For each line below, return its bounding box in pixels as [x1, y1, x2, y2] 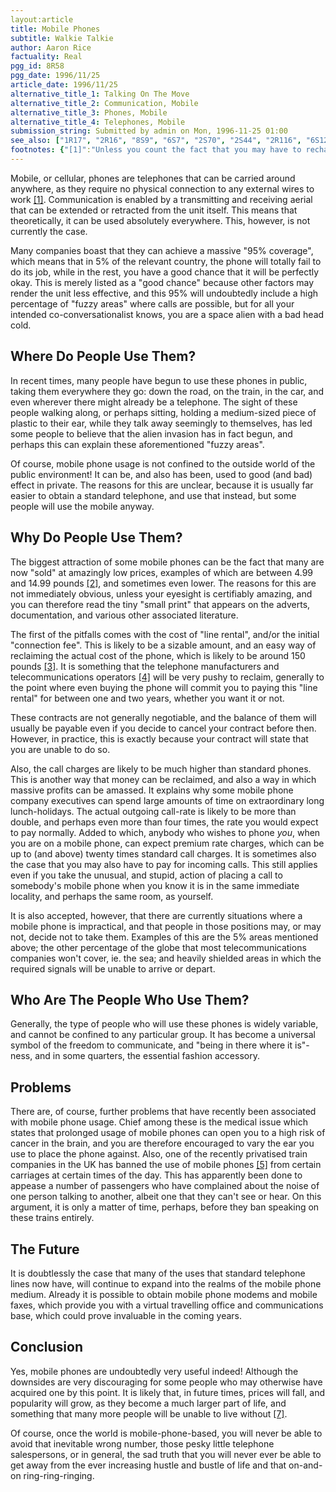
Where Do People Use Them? [10, 348, 197, 365]
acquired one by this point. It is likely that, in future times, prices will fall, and [10, 1386, 326, 1398]
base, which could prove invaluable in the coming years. [10, 1309, 242, 1321]
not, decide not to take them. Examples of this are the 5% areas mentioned [10, 931, 319, 943]
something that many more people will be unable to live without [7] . [10, 1407, 288, 1420]
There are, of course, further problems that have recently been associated [10, 1106, 317, 1118]
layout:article [10, 14, 74, 25]
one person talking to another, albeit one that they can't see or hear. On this [10, 1191, 322, 1203]
